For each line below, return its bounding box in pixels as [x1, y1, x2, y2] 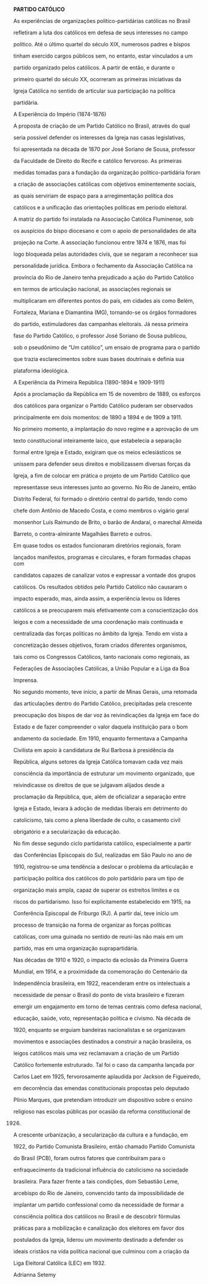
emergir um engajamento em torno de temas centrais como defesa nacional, [13, 1003, 203, 1010]
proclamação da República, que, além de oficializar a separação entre [13, 793, 186, 800]
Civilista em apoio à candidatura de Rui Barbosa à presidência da [13, 747, 174, 753]
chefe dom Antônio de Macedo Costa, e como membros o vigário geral [13, 507, 189, 514]
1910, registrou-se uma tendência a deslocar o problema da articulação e [13, 863, 194, 870]
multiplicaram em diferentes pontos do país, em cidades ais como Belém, [13, 297, 195, 304]
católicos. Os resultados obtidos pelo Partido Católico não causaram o [13, 584, 188, 590]
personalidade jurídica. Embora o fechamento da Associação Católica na [13, 262, 193, 269]
